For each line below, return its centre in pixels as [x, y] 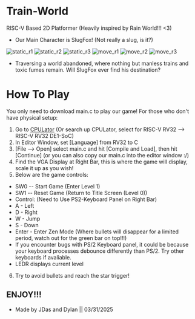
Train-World [37, 11]
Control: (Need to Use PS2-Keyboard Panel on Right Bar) [86, 199]
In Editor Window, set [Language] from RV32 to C [76, 142]
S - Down [27, 225]
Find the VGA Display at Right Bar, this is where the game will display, [101, 162]
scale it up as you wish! [44, 168]
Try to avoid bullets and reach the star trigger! [72, 275]
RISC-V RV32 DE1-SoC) [45, 135]
